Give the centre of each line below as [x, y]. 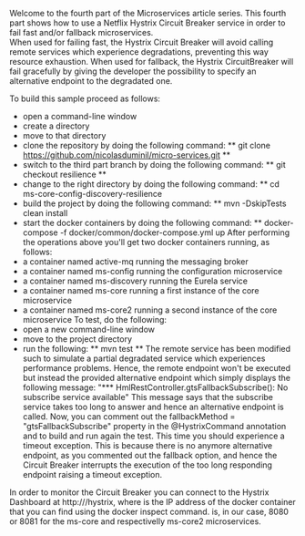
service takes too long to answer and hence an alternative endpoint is [153, 407]
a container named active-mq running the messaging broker [135, 262]
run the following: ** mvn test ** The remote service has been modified [157, 349]
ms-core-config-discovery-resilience [92, 194]
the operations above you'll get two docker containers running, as [146, 242]
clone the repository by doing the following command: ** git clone [147, 145]
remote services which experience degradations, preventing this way [139, 52]
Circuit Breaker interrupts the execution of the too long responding [147, 465]
